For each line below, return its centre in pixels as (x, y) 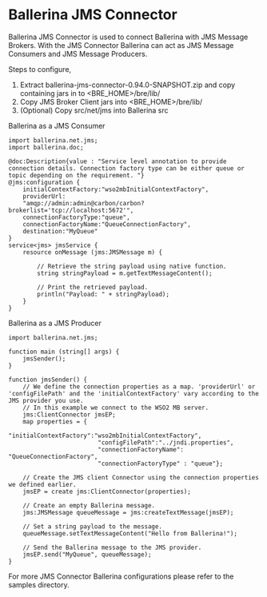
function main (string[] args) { (64, 352)
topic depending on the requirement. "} (77, 175)
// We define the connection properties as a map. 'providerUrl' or (139, 386)
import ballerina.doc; (46, 147)
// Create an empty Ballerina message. (89, 505)
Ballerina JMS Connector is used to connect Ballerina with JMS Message (128, 37)
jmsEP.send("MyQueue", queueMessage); (87, 554)
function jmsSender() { (48, 380)
